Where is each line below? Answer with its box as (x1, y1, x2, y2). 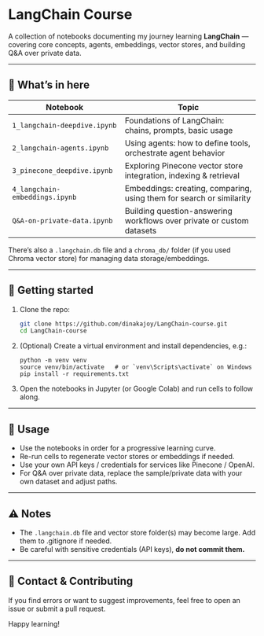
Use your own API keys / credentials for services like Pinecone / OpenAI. (19, 460, 255, 469)
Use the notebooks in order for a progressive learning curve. (19, 443, 216, 453)
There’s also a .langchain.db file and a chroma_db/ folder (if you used (8, 245, 231, 255)
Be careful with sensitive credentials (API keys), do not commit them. (19, 544, 245, 553)
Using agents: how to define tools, (124, 138, 251, 149)
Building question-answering (124, 205, 233, 216)
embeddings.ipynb (12, 193, 77, 201)
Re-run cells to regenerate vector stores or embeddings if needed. (19, 452, 235, 461)
